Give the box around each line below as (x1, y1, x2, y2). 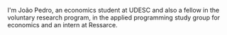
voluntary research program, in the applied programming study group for (7, 13, 221, 22)
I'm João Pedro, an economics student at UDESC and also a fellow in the (7, 6, 220, 14)
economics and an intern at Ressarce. (7, 21, 118, 29)
